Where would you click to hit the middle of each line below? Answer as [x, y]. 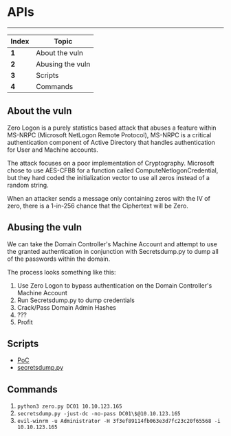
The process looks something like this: [62, 272]
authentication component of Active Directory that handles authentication [111, 142]
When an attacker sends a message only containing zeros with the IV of [109, 198]
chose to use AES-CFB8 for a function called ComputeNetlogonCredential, [113, 170]
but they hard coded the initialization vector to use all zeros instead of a [108, 177]
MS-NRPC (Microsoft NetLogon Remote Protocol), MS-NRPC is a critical [109, 135]
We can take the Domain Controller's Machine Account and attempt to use [112, 244]
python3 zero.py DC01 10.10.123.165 [69, 407]
